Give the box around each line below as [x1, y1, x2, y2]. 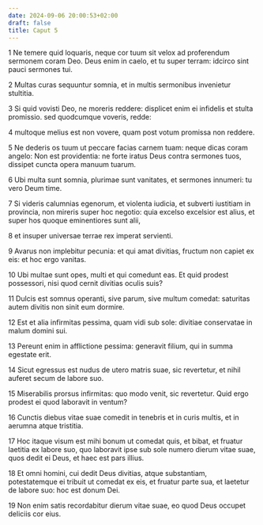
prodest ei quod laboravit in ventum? [8, 398, 128, 407]
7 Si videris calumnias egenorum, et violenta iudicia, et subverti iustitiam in [8, 199, 251, 208]
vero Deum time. [8, 184, 62, 193]
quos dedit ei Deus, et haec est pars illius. [8, 453, 145, 463]
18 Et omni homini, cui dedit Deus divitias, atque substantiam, [8, 469, 208, 478]
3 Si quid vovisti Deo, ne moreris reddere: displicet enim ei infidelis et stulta [8, 104, 254, 113]
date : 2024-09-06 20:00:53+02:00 [8, 11, 118, 20]
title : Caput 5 [8, 26, 58, 34]
